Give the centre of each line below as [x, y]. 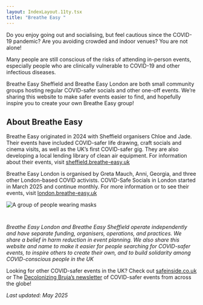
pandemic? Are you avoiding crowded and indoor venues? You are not [101, 41]
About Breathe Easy [45, 122]
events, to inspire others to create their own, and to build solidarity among [99, 253]
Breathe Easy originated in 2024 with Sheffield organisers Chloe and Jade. [99, 136]
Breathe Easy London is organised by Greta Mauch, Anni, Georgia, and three [101, 174]
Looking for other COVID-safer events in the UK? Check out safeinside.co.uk [101, 271]
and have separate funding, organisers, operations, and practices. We [94, 234]
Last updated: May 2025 [37, 295]
